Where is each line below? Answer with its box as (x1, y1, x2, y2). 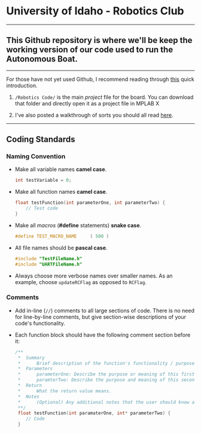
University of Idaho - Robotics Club (6, 4, 184, 18)
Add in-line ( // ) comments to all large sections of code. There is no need (14, 307, 194, 314)
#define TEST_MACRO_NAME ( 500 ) (14, 233, 109, 239)
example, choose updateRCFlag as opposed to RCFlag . (14, 278, 147, 285)
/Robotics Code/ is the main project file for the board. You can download (14, 93, 194, 100)
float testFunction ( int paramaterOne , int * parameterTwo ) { (17, 410, 171, 416)
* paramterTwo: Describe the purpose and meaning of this (17, 377, 179, 383)
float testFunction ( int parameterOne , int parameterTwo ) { (14, 200, 166, 206)
